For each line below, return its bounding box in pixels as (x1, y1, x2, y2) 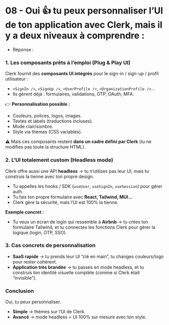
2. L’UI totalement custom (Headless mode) (5, 157, 114, 164)
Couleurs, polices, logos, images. (12, 113, 82, 119)
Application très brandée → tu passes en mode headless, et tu (12, 264, 144, 270)
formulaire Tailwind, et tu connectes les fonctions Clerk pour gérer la (12, 224, 155, 230)
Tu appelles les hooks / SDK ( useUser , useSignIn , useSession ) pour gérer (12, 183, 162, 189)
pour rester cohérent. (12, 258, 57, 265)
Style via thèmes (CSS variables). (12, 129, 82, 135)
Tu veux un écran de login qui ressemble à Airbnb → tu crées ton (12, 219, 149, 225)
